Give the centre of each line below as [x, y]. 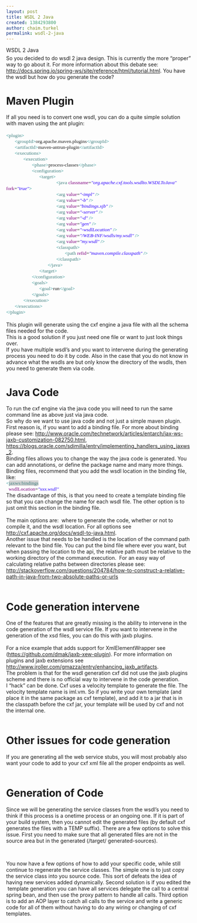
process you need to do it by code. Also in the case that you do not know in [97, 356]
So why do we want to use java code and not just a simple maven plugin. [94, 421]
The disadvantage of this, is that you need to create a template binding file [96, 496]
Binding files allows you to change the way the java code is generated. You [96, 459]
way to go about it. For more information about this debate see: [82, 65]
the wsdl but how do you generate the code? [60, 77]
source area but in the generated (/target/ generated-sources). [82, 841]
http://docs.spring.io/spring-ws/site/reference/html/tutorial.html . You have [96, 71]
